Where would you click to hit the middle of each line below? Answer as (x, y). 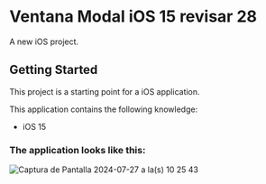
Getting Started (54, 70)
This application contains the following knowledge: (104, 109)
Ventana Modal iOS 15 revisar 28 (133, 17)
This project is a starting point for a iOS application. (105, 91)
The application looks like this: (78, 150)
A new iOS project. (44, 41)
